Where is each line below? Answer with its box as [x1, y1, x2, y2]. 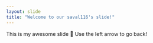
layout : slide [6, 8, 41, 15]
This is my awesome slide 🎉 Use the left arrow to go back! [6, 30, 148, 37]
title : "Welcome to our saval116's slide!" [6, 14, 115, 20]
